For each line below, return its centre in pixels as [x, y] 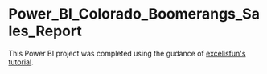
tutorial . [21, 62]
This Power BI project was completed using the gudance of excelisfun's [127, 53]
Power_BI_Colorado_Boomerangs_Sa [134, 14]
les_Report [45, 31]
